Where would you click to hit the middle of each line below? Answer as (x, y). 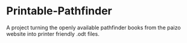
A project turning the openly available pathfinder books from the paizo (93, 27)
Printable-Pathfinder (59, 11)
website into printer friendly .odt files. (53, 33)
